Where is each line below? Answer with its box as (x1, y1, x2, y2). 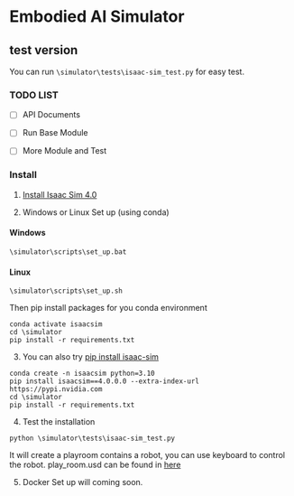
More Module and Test (22, 145, 107, 156)
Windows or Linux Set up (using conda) (22, 206, 170, 218)
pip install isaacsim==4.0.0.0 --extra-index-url (9, 377, 200, 386)
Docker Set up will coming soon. (22, 477, 143, 488)
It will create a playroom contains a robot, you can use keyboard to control (9, 450, 286, 461)
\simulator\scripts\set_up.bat (9, 247, 127, 257)
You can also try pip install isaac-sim (22, 351, 160, 362)
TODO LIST (9, 89, 59, 101)
